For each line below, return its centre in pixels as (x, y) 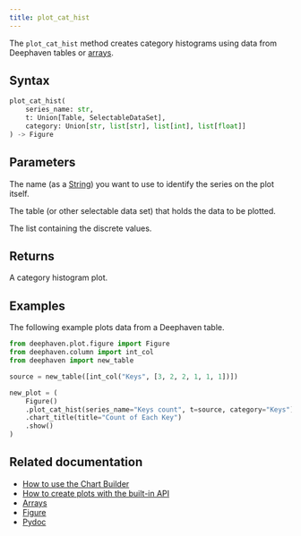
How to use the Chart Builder (76, 483)
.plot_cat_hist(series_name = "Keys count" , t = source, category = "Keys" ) (160, 409)
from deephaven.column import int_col (82, 353)
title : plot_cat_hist (50, 17)
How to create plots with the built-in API (96, 493)
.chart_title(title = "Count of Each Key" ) (103, 418)
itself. (19, 193)
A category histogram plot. (59, 277)
